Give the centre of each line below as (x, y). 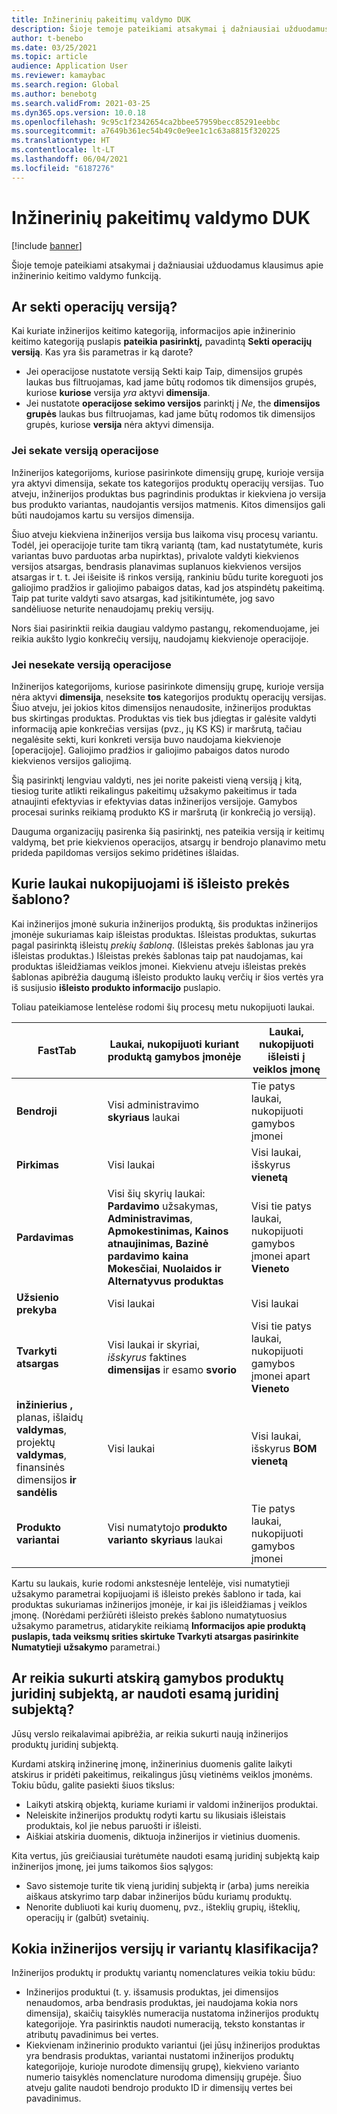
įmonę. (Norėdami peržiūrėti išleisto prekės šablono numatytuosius (149, 1615)
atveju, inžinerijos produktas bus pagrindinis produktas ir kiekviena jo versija (169, 493)
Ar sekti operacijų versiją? (94, 306)
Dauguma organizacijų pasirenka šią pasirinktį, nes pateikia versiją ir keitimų (168, 831)
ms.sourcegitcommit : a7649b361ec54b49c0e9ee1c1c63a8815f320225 (146, 131)
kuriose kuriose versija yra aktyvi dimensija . (118, 393)
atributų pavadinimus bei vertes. (92, 2035)
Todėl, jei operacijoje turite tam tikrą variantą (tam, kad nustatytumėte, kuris (167, 545)
